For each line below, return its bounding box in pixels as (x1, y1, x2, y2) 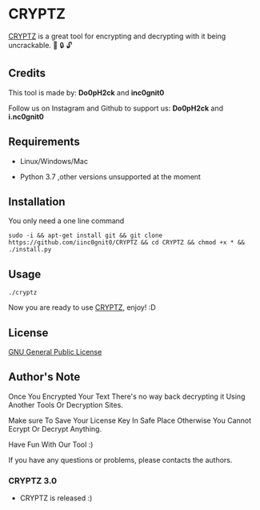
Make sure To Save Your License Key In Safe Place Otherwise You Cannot (8, 416, 252, 425)
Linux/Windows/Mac (19, 156, 88, 166)
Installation (8, 195, 66, 208)
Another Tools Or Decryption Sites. (8, 400, 124, 409)
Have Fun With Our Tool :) (8, 440, 94, 449)
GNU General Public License (8, 347, 102, 356)
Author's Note (8, 370, 81, 384)
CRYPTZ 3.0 (8, 475, 58, 486)
